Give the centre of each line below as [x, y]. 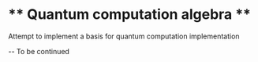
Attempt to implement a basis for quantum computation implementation [124, 36]
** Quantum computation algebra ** [129, 15]
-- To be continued [39, 51]
